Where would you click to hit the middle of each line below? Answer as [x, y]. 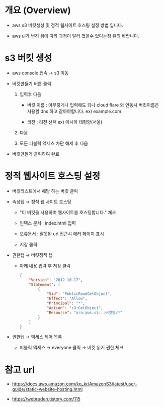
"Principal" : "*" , [66, 303]
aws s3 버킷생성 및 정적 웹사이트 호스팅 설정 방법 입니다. [68, 25]
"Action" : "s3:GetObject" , [75, 308]
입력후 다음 [30, 94]
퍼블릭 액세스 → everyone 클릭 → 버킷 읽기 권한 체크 [71, 348]
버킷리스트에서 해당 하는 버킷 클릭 [45, 191]
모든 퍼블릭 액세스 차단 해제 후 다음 [54, 143]
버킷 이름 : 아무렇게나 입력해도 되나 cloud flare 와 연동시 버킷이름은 [93, 105]
